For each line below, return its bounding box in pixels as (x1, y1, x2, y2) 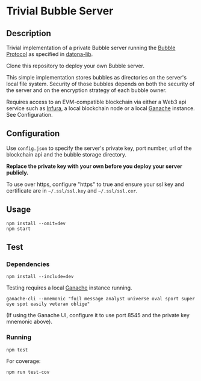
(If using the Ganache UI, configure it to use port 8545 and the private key (6, 312, 190, 319)
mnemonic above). (6, 318, 53, 326)
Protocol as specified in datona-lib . (6, 51, 93, 58)
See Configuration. (6, 111, 53, 118)
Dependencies (6, 260, 50, 268)
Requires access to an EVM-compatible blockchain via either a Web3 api (6, 98, 187, 105)
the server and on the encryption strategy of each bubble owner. (6, 87, 167, 94)
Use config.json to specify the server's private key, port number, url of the (6, 144, 193, 152)
